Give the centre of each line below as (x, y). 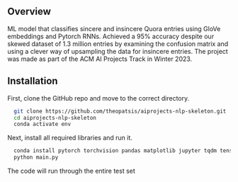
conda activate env (42, 124)
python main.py (36, 158)
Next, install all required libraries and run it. (70, 138)
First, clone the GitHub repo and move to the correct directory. (98, 98)
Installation (33, 81)
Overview (29, 12)
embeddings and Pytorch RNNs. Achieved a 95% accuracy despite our (111, 36)
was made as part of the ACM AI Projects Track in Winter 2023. (100, 59)
